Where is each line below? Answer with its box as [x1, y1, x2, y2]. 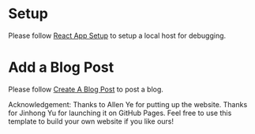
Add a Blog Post [8, 58, 114, 76]
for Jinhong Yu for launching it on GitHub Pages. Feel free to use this [8, 108, 232, 117]
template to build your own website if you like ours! [8, 116, 174, 126]
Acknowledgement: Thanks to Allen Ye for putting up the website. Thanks [8, 99, 248, 109]
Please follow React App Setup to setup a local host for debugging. [8, 31, 227, 40]
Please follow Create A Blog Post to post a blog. [8, 84, 164, 94]
